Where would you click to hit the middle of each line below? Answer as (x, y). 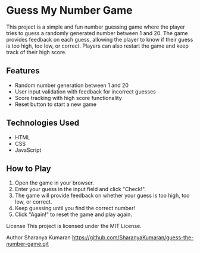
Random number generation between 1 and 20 (72, 85)
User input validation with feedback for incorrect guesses (85, 91)
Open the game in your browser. (54, 183)
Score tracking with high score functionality (68, 98)
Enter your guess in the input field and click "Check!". (80, 189)
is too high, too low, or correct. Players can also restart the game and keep (98, 46)
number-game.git (28, 244)
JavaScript (28, 150)
